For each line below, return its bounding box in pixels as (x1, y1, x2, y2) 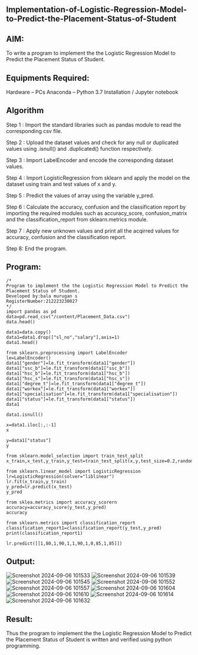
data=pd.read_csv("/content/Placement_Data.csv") (6, 313, 131, 320)
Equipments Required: (6, 73, 90, 83)
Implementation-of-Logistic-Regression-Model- (6, 5, 187, 15)
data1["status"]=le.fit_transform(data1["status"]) (6, 396, 136, 402)
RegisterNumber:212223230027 (6, 298, 78, 304)
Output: (6, 557, 35, 567)
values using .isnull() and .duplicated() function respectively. (6, 145, 153, 152)
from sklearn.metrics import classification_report (6, 520, 136, 526)
